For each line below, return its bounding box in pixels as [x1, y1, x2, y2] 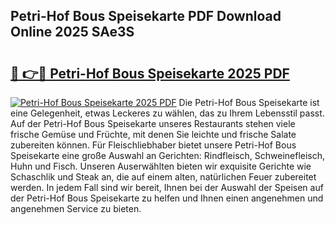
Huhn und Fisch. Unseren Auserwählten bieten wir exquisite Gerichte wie [10, 160, 312, 172]
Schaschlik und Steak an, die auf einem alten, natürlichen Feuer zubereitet [10, 171, 317, 183]
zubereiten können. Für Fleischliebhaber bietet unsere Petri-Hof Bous [10, 139, 297, 151]
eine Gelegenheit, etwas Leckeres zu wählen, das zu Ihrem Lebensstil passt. [10, 107, 325, 119]
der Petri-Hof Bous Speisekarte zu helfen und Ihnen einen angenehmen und [10, 192, 324, 204]
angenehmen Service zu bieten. [10, 203, 142, 214]
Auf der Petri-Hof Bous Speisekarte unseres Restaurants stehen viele [10, 118, 296, 129]
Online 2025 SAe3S [10, 24, 135, 41]
